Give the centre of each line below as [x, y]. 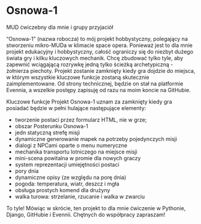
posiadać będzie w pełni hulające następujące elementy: [76, 108]
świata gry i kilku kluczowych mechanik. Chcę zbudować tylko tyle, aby [95, 58]
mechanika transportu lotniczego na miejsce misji [76, 152]
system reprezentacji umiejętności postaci [67, 164]
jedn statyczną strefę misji [47, 132]
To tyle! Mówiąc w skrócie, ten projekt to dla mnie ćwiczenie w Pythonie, [96, 208]
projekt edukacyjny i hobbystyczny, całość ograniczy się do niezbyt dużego [100, 51]
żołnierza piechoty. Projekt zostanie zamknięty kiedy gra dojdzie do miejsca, [101, 70]
